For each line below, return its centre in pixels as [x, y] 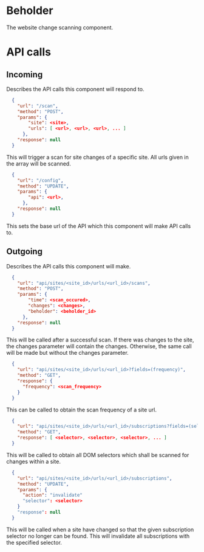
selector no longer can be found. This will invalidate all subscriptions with [98, 536]
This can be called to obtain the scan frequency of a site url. [81, 410]
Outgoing [24, 252]
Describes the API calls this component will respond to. [75, 89]
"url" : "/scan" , [38, 106]
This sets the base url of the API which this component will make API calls [99, 226]
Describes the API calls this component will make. [69, 266]
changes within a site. [34, 461]
